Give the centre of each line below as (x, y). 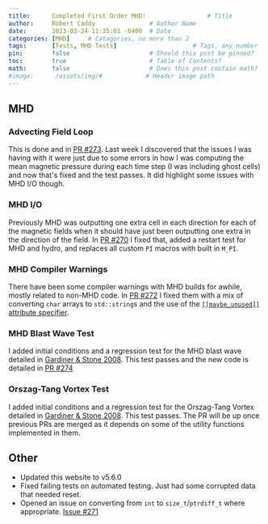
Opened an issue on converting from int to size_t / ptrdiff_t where (132, 503)
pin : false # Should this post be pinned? (131, 53)
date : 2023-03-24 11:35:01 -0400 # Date (90, 31)
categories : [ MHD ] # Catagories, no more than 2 (99, 38)
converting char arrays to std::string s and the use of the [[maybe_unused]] (134, 303)
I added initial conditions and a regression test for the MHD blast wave (125, 351)
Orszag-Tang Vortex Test (59, 389)
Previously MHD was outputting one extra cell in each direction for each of (132, 222)
